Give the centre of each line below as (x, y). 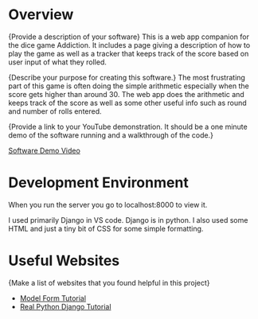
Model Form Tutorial (53, 298)
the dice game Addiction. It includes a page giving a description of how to (129, 45)
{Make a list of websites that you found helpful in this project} (109, 282)
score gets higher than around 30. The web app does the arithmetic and (126, 94)
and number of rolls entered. (55, 111)
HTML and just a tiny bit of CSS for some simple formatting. (106, 228)
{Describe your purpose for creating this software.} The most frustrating (127, 77)
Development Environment (98, 183)
